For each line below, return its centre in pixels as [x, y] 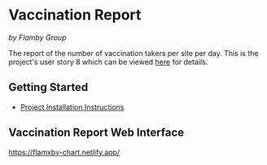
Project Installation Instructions [72, 106]
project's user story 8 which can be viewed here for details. [108, 62]
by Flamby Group [37, 37]
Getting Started [48, 87]
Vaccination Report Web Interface [96, 133]
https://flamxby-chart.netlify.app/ [64, 152]
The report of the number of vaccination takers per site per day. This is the [133, 53]
